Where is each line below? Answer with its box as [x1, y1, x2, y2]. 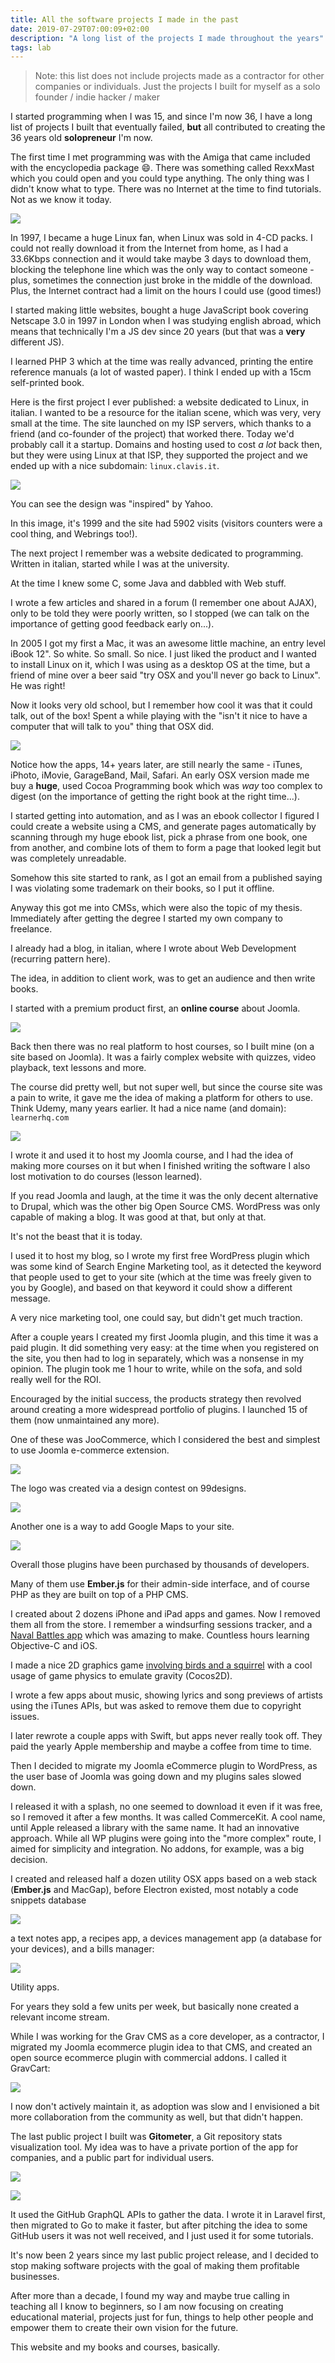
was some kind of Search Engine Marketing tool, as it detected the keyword [10, 1261, 322, 1273]
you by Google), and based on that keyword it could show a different [10, 1282, 293, 1294]
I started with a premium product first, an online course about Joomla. [10, 1002, 301, 1015]
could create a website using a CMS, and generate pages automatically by [10, 821, 317, 833]
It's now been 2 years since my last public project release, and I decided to [10, 2249, 320, 2261]
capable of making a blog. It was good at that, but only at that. [10, 1211, 267, 1223]
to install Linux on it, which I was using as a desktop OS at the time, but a [10, 659, 311, 671]
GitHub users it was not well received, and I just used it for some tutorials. [10, 2230, 314, 2242]
